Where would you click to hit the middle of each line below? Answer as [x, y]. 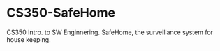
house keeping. [29, 39]
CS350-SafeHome [61, 13]
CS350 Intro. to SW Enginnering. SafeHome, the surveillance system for [110, 32]
